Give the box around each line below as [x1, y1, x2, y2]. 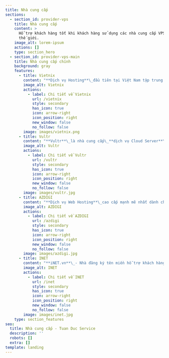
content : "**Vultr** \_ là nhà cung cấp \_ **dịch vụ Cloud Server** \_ [23, 139, 167, 144]
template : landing [5, 345, 44, 350]
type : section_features [14, 317, 64, 322]
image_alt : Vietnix [23, 82, 64, 87]
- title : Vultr [18, 134, 51, 139]
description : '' [10, 331, 44, 336]
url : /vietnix [32, 96, 62, 101]
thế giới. [18, 36, 39, 41]
